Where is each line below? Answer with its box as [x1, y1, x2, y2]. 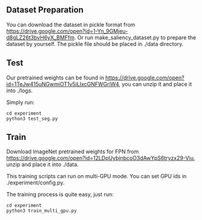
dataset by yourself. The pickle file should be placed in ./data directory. [6, 40, 184, 47]
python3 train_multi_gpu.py [6, 208, 77, 214]
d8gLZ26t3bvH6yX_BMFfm [6, 33, 75, 41]
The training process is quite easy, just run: [6, 191, 114, 198]
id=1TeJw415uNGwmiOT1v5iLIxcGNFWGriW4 [6, 80, 119, 87]
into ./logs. [6, 87, 33, 94]
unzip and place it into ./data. [6, 161, 79, 168]
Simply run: [6, 98, 35, 105]
